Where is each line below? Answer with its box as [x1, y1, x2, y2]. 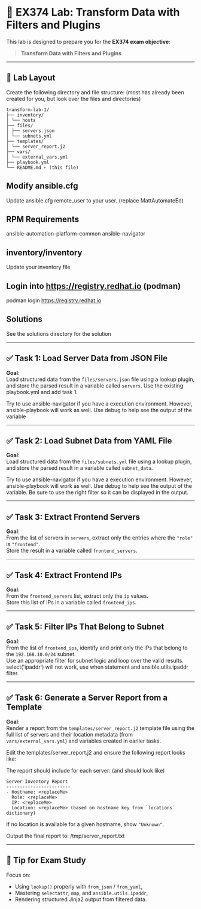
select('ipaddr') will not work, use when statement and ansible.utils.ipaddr [6, 663, 188, 670]
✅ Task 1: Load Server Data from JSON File [6, 353, 168, 363]
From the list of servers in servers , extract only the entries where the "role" [6, 534, 193, 541]
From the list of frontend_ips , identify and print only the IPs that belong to [6, 644, 188, 651]
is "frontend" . [6, 541, 41, 548]
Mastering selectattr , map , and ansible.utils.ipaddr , [14, 889, 148, 896]
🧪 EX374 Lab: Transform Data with [6, 5, 180, 19]
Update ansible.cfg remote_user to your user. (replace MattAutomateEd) [6, 196, 184, 204]
